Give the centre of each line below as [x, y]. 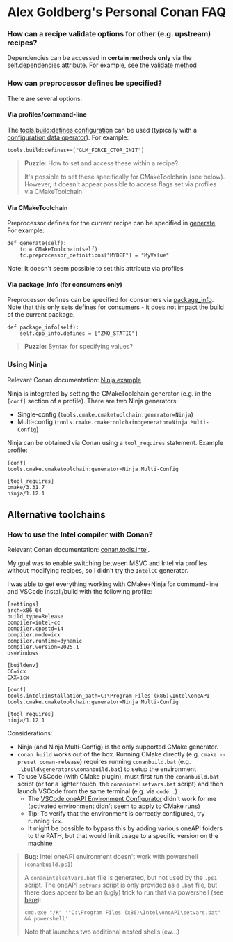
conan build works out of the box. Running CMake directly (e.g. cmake [117, 754]
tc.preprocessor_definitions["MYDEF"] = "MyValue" [95, 255]
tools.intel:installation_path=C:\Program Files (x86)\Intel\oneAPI [109, 696]
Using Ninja [27, 365]
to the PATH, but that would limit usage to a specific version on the [123, 836]
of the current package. [41, 315]
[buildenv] [23, 666]
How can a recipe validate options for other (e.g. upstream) [109, 34]
